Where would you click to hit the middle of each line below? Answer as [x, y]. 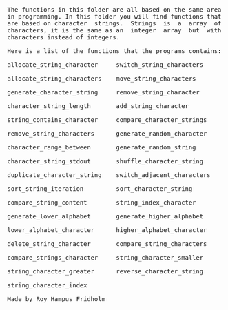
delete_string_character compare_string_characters [107, 244]
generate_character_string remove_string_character [103, 92]
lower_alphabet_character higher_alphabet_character [107, 230]
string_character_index [47, 285]
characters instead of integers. [64, 37]
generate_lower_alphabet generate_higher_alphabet [105, 216]
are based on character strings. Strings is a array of [114, 23]
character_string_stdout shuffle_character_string [105, 161]
